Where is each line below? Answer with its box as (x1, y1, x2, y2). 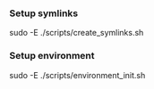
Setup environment (9, 50, 96, 62)
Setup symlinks (9, 7, 79, 20)
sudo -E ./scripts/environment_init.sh (9, 69, 146, 80)
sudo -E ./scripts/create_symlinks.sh (9, 28, 144, 38)
